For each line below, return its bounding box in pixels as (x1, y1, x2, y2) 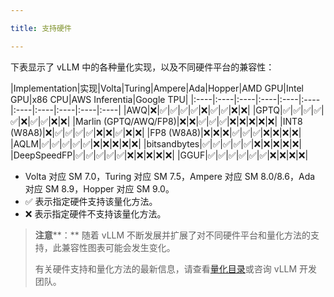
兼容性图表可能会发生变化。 (61, 241, 176, 253)
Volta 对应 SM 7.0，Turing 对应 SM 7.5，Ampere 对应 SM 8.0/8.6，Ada (24, 170, 316, 182)
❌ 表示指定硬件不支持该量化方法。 (24, 207, 167, 220)
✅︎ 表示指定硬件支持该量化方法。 (24, 195, 158, 207)
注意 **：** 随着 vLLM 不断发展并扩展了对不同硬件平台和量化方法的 (34, 229, 312, 241)
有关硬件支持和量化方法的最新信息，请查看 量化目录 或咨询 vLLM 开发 (34, 262, 318, 275)
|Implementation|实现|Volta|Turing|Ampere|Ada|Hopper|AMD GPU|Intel (10, 82, 304, 94)
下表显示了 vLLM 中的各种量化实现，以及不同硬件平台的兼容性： (10, 61, 275, 73)
